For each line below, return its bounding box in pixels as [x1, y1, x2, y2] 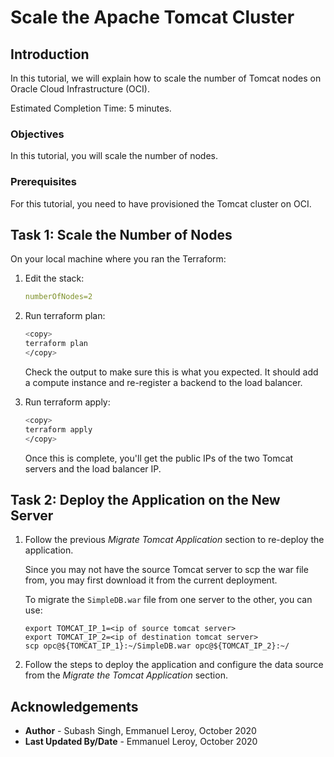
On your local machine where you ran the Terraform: [10, 253, 227, 265]
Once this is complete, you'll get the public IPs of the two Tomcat [24, 452, 294, 464]
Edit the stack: [24, 272, 85, 285]
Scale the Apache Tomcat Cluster [10, 6, 295, 29]
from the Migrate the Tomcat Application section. [24, 669, 228, 681]
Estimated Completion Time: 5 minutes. [10, 102, 172, 114]
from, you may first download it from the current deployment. [24, 574, 278, 586]
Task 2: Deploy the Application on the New [10, 491, 281, 508]
